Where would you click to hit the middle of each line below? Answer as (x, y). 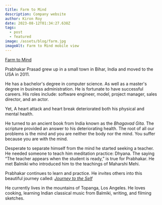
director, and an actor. (27, 99)
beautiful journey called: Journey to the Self (49, 178)
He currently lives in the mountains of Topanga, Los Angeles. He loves (75, 187)
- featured (20, 37)
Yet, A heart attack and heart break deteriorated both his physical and (75, 109)
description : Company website (36, 14)
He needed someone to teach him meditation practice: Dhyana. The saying (80, 153)
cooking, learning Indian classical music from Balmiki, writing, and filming (78, 193)
